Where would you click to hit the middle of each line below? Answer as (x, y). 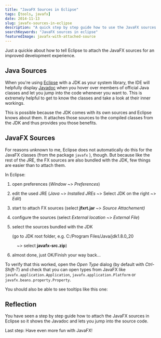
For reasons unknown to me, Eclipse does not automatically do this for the (79, 150)
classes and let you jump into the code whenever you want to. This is (74, 93)
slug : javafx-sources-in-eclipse (39, 23)
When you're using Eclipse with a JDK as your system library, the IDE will (78, 82)
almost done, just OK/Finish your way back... (56, 255)
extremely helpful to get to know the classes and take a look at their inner (78, 98)
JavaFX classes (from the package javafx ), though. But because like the (78, 155)
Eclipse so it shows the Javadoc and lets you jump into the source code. (77, 321)
